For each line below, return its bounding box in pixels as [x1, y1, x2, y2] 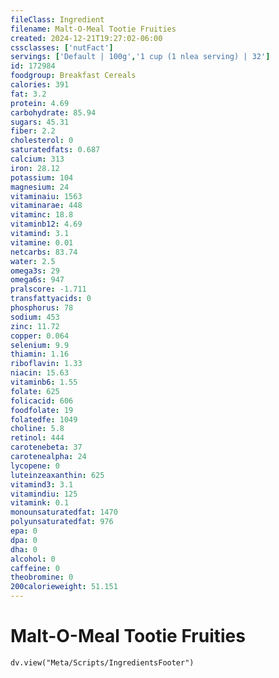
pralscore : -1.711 [10, 284, 87, 295]
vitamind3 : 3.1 [10, 479, 74, 490]
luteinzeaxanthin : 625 [10, 470, 105, 480]
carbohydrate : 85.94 [10, 107, 97, 118]
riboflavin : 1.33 [10, 359, 83, 369]
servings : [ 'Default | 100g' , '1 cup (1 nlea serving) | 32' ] [10, 52, 271, 62]
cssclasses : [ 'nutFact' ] [10, 42, 114, 53]
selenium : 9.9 [10, 340, 70, 350]
